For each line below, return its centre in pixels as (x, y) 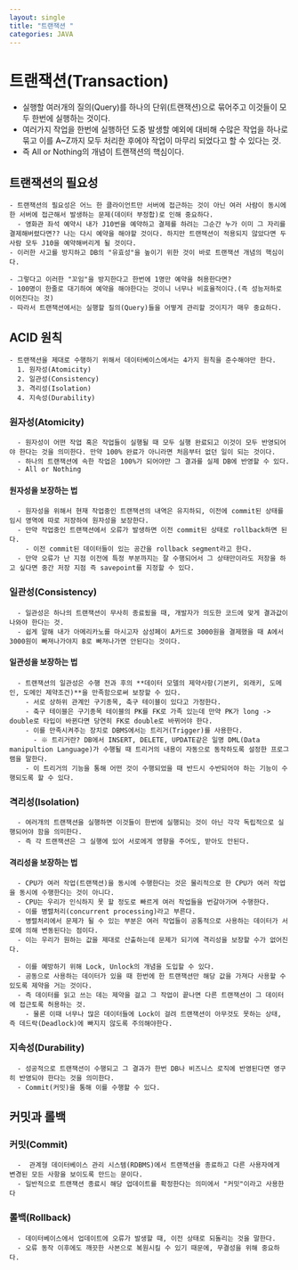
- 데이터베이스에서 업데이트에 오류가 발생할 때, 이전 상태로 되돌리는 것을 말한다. (147, 1238)
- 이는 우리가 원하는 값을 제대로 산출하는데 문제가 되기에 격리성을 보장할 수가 (142, 940)
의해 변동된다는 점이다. (62, 931)
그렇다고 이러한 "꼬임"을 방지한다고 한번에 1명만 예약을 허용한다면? (125, 280)
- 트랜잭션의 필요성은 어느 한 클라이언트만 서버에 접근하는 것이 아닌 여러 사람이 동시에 (148, 206)
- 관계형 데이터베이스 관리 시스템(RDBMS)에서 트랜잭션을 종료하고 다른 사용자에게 (149, 1165)
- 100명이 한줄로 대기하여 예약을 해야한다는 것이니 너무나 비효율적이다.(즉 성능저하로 (146, 289)
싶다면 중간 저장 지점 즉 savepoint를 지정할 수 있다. (107, 568)
